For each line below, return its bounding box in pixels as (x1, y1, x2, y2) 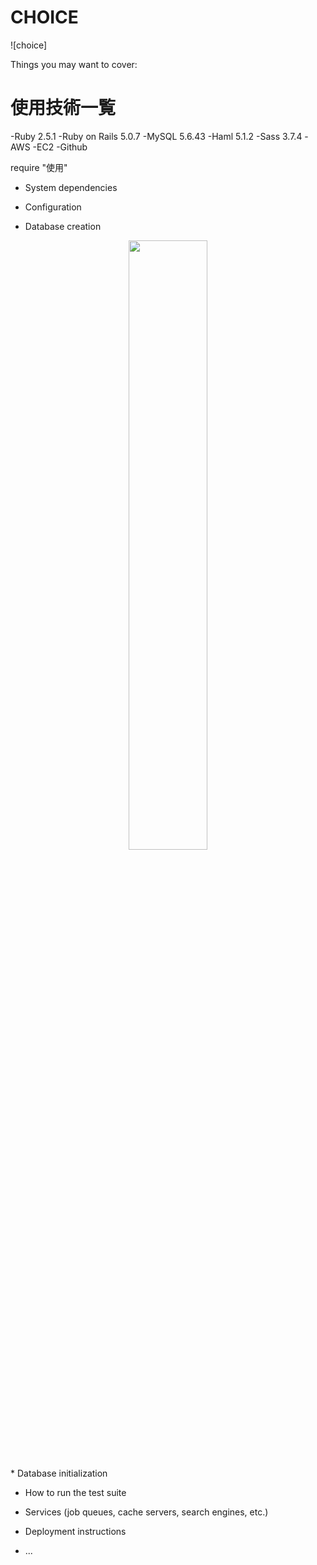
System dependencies (24, 181, 118, 193)
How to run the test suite (24, 1486, 127, 1498)
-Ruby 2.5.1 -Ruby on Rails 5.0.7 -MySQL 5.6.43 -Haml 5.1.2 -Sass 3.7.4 (10, 130, 303, 142)
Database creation (24, 220, 102, 232)
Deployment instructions (24, 1525, 127, 1537)
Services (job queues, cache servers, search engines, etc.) (24, 1506, 269, 1518)
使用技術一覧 (10, 97, 117, 120)
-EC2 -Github (32, 141, 88, 153)
